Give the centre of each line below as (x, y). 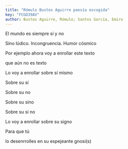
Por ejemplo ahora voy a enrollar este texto (50, 53)
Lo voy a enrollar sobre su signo (39, 122)
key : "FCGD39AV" (22, 15)
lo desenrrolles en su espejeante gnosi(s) (48, 141)
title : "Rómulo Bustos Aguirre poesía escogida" (57, 10)
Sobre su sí (17, 83)
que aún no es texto (26, 63)
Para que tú (17, 131)
